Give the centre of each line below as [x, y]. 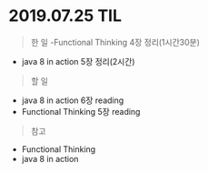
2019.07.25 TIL [65, 16]
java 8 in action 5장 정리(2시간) [78, 61]
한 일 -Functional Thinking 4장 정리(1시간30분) [115, 42]
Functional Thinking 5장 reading [81, 111]
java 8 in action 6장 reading [73, 100]
